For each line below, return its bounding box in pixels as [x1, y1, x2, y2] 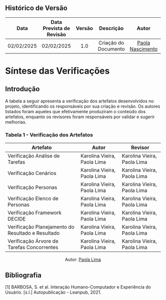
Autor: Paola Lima [65, 257, 101, 262]
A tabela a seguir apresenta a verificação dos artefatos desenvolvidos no [5, 98, 154, 104]
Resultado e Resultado [7, 230, 60, 237]
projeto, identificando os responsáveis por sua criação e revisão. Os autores [5, 103, 161, 109]
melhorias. [5, 119, 27, 125]
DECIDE [7, 215, 26, 222]
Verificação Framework [7, 210, 62, 216]
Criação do [98, 39, 124, 46]
